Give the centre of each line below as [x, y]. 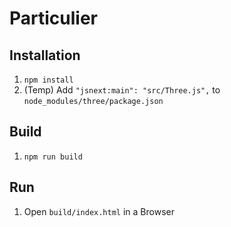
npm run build [53, 157]
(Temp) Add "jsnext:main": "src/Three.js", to [122, 90]
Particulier [53, 18]
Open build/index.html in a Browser [99, 211]
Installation [45, 55]
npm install [48, 80]
